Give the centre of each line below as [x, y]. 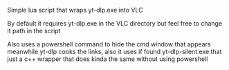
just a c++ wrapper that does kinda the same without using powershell [108, 59]
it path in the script [34, 31]
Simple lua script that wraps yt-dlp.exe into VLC [75, 10]
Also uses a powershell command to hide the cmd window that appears [109, 44]
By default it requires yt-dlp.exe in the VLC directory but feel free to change [115, 23]
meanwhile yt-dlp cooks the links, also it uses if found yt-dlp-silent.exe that [114, 52]
